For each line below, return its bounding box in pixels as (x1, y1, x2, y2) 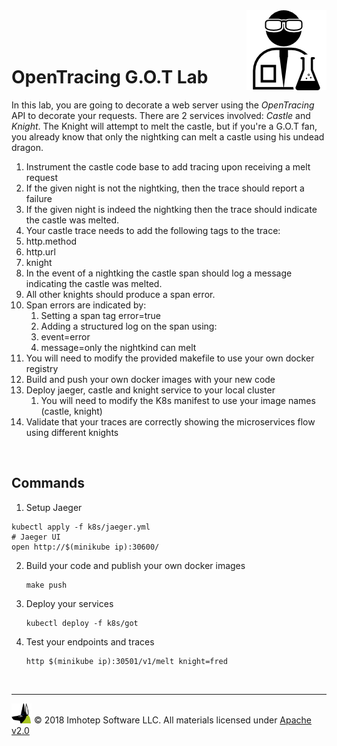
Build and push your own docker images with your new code (25, 373, 276, 385)
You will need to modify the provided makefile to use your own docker (25, 352, 315, 364)
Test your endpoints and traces (25, 635, 155, 648)
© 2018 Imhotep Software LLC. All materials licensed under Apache (33, 714, 313, 726)
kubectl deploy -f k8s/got (25, 618, 139, 628)
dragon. (11, 141, 44, 153)
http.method (25, 235, 78, 247)
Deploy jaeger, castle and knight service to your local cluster (25, 384, 276, 396)
